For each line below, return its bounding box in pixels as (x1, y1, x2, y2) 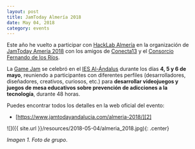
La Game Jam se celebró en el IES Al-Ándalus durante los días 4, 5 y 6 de (7, 66, 186, 73)
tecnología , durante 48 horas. (7, 90, 81, 98)
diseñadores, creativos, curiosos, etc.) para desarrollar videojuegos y (7, 78, 179, 85)
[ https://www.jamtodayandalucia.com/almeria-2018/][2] (15, 114, 152, 121)
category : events (7, 25, 50, 31)
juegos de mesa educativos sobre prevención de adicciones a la (7, 84, 168, 92)
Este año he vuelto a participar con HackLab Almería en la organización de (7, 41, 189, 48)
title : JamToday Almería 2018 (7, 14, 82, 20)
